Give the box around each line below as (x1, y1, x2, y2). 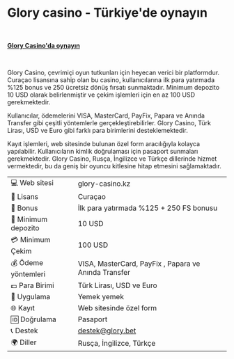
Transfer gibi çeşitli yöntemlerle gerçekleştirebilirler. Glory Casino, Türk (7, 118, 211, 127)
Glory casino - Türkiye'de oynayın (7, 5, 208, 21)
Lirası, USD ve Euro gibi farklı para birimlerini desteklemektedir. (7, 126, 188, 134)
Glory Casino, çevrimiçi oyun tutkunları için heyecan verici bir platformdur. (7, 68, 220, 77)
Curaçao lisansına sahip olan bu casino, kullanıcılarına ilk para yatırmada (7, 75, 215, 84)
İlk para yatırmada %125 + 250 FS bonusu (77, 203, 218, 213)
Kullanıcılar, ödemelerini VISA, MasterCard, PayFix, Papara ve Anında (7, 111, 205, 120)
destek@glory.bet (77, 326, 136, 335)
